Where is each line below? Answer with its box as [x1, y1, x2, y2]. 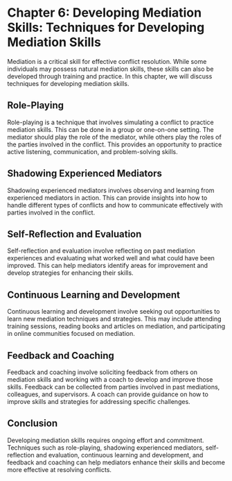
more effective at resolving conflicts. [7, 465, 112, 473]
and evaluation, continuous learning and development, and [35, 450, 204, 459]
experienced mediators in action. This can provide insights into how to [7, 193, 208, 202]
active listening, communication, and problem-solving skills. [7, 147, 178, 155]
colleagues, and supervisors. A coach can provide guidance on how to [7, 390, 209, 398]
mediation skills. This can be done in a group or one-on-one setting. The [7, 125, 215, 133]
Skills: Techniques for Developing [7, 19, 205, 35]
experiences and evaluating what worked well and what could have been [7, 254, 215, 262]
